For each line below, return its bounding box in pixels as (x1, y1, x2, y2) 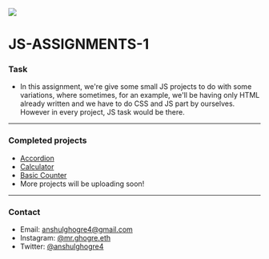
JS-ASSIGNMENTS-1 (8, 35, 150, 54)
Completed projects (8, 135, 87, 146)
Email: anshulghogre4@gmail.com (19, 225, 134, 234)
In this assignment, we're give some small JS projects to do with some (19, 82, 252, 91)
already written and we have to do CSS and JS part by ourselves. (19, 99, 235, 108)
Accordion (19, 153, 54, 163)
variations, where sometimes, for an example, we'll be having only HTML (19, 91, 260, 100)
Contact (8, 206, 41, 217)
